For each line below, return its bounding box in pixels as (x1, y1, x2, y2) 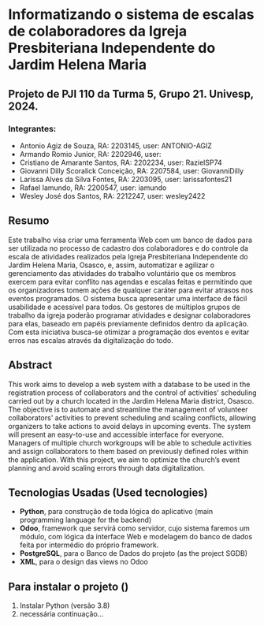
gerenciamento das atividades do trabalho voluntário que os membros (8, 268, 236, 278)
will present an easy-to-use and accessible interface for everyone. (8, 430, 225, 439)
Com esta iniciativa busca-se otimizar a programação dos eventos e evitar (8, 327, 250, 337)
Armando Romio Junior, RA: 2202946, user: (19, 149, 162, 158)
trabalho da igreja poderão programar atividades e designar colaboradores (8, 310, 251, 320)
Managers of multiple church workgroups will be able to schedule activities (8, 438, 252, 447)
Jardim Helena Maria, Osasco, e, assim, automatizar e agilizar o (8, 260, 215, 270)
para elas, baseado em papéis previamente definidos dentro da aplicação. (8, 319, 249, 328)
